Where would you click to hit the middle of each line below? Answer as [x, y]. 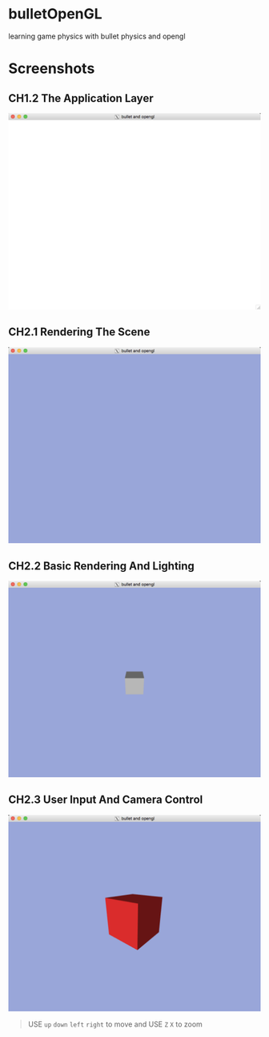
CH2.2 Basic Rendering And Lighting [101, 566]
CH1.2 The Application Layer [81, 98]
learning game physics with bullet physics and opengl [97, 36]
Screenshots [52, 69]
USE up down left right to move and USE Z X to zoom [115, 1024]
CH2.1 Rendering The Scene [79, 332]
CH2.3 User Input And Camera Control [106, 800]
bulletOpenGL [55, 14]
